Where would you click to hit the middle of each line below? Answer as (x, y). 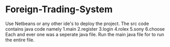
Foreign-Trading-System (59, 9)
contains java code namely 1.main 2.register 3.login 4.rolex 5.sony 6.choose (85, 29)
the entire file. (20, 40)
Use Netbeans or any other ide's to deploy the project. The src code (77, 24)
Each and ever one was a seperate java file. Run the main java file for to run (85, 34)
